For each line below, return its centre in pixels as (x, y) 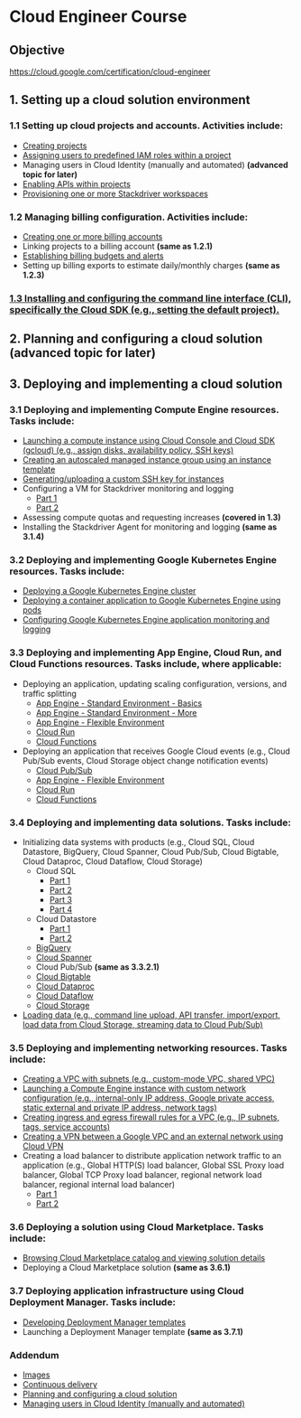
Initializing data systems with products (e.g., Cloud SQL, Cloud (138, 841)
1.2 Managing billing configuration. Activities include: (129, 217)
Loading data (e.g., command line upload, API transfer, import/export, (151, 1015)
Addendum (34, 1355)
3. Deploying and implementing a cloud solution (146, 384)
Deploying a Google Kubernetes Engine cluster (109, 591)
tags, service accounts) (66, 1127)
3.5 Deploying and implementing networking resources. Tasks (149, 1047)
